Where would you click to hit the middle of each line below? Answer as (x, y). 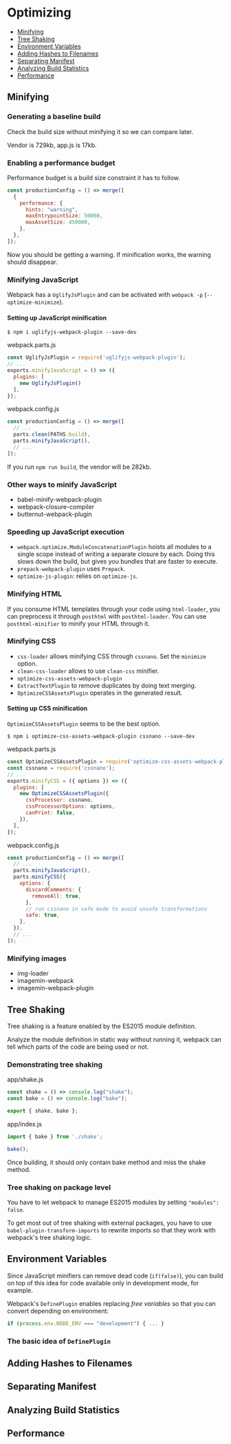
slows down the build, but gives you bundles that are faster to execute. (117, 562)
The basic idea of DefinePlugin (59, 1341)
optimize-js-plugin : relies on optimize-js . (77, 576)
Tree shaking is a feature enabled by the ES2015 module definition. (102, 1026)
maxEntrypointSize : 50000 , (64, 216)
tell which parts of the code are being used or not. (78, 1047)
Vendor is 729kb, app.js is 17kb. (52, 145)
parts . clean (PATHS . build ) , (52, 434)
